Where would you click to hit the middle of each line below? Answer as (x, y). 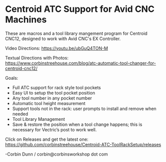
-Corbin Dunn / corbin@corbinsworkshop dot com (56, 154)
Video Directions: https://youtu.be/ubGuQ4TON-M (56, 48)
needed (20, 114)
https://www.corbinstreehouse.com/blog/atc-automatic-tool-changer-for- (81, 63)
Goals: (12, 78)
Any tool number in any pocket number (52, 98)
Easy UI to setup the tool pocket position (54, 93)
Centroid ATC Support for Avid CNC (80, 9)
